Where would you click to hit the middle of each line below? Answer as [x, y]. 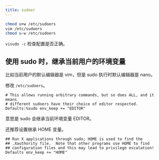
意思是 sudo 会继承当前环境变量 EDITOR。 [50, 119]
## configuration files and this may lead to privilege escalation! [80, 148]
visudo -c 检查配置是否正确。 [37, 44]
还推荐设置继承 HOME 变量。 [36, 129]
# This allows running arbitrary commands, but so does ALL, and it [80, 95]
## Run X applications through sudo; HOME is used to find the [74, 139]
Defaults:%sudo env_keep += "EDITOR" [46, 109]
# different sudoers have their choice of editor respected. [72, 104]
